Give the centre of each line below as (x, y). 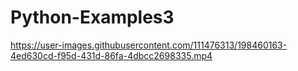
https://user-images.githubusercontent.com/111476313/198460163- (149, 45)
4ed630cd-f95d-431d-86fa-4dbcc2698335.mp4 (111, 55)
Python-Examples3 (92, 17)
